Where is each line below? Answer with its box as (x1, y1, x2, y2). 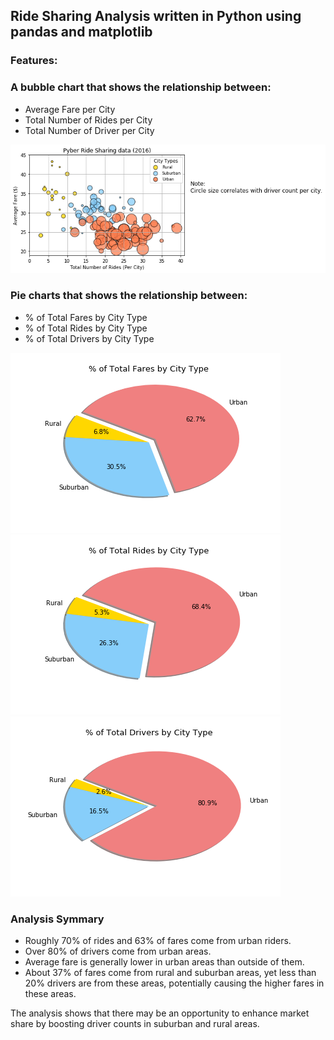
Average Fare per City (24, 103, 116, 115)
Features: (10, 54, 58, 68)
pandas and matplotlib (10, 24, 153, 41)
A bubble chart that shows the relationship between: (10, 80, 272, 94)
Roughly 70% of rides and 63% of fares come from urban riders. (24, 934, 292, 946)
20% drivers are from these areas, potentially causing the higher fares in (24, 977, 325, 989)
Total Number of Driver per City (24, 124, 155, 136)
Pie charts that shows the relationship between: (10, 289, 248, 303)
